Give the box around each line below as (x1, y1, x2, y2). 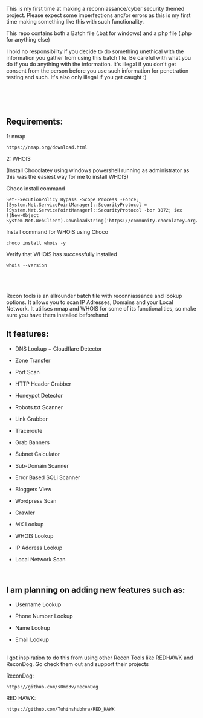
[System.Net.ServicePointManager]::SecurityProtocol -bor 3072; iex (6, 207, 182, 213)
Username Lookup (14, 601, 62, 608)
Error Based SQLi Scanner (14, 474, 80, 481)
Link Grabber (14, 415, 48, 422)
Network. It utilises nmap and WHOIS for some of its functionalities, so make (6, 305, 196, 312)
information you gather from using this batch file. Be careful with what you (6, 54, 192, 61)
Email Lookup (14, 636, 50, 643)
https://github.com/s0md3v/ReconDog (6, 684, 98, 690)
